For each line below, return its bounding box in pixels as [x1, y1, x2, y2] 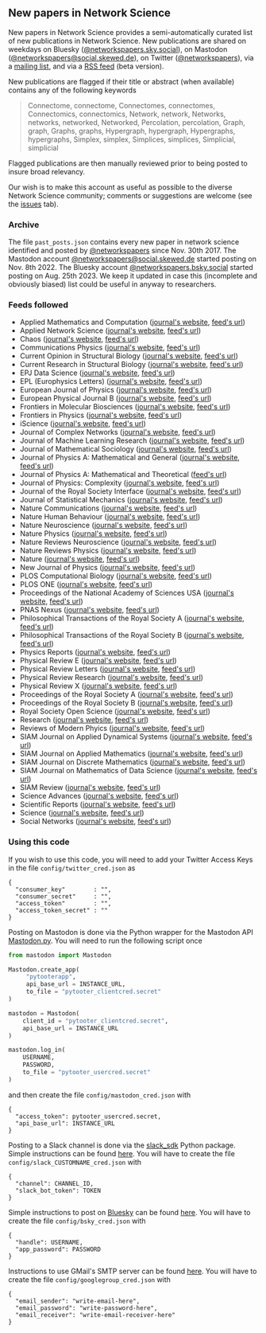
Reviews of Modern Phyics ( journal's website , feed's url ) [19, 724, 205, 733]
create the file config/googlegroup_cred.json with [8, 1274, 171, 1284]
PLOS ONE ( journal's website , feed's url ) [19, 580, 153, 589]
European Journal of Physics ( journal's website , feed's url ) [19, 385, 212, 395]
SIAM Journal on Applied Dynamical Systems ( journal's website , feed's [19, 732, 253, 741]
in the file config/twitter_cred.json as [8, 863, 136, 873]
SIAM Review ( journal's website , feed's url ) [19, 783, 161, 792]
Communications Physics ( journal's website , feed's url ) [19, 342, 201, 353]
